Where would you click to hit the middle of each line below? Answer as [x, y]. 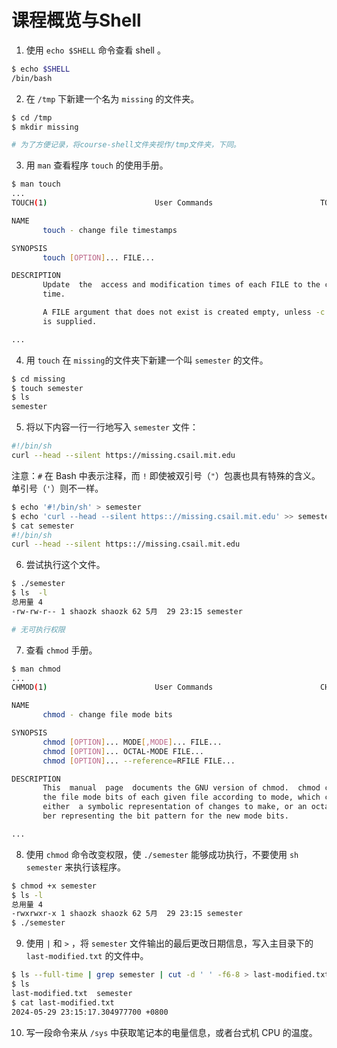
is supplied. [70, 321]
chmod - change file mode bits [107, 715]
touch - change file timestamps [110, 230]
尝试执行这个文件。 [65, 565]
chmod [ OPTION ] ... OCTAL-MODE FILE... [123, 751]
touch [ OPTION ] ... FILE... [99, 257]
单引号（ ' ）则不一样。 [57, 488]
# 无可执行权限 [38, 629]
